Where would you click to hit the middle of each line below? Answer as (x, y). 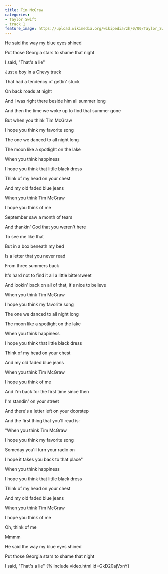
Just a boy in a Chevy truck (33, 72)
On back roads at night (29, 91)
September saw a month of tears (39, 217)
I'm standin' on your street (32, 401)
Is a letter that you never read (35, 256)
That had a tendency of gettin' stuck (42, 82)
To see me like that (24, 237)
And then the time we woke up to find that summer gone (63, 111)
